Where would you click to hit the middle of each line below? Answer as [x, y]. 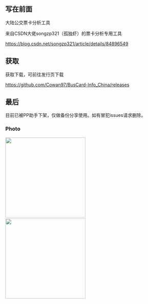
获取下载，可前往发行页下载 [35, 74]
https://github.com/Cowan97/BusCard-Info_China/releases [67, 85]
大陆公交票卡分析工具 [28, 23]
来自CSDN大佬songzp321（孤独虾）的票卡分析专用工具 [64, 33]
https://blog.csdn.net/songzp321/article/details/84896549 [67, 44]
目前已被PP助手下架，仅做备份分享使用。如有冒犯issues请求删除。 [76, 115]
